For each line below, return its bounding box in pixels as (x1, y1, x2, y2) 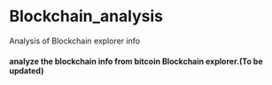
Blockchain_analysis (9, 6, 164, 27)
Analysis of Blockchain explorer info (9, 35, 140, 46)
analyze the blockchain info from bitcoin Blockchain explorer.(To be (9, 56, 263, 66)
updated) (9, 65, 44, 76)
